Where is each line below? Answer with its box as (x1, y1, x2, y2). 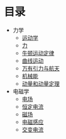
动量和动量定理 (21, 80, 60, 87)
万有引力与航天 (21, 64, 60, 72)
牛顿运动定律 (21, 49, 54, 56)
